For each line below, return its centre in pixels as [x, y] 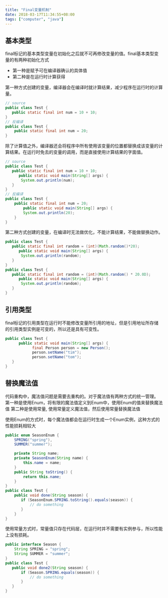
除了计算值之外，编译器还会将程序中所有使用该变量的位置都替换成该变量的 [82, 146]
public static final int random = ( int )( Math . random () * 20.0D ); [81, 274]
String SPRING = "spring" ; [42, 549]
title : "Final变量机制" [28, 10]
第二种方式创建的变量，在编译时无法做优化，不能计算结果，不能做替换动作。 [84, 232]
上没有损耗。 [18, 535]
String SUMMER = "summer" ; [42, 554]
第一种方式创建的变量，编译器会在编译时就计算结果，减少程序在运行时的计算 [84, 88]
